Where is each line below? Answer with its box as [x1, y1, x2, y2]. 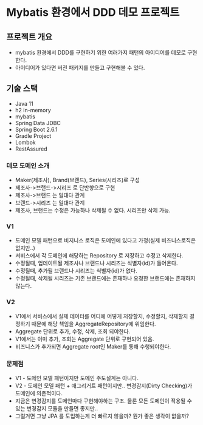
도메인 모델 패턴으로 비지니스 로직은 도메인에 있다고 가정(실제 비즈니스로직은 [15, 237, 196, 244]
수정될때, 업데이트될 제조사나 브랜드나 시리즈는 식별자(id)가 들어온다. [15, 259, 178, 267]
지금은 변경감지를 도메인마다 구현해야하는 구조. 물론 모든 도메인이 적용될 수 [15, 397, 193, 404]
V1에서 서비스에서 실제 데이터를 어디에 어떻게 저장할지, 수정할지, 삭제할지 [15, 312, 188, 319]
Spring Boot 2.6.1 [15, 126, 58, 133]
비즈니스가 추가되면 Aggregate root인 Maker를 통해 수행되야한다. [15, 342, 171, 350]
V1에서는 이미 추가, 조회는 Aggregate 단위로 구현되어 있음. [15, 335, 154, 342]
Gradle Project [15, 132, 52, 140]
